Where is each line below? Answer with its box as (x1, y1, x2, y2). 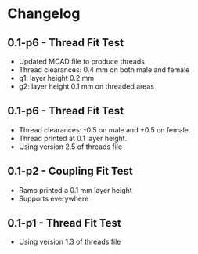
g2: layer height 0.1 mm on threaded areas (18, 82, 154, 91)
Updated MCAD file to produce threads (18, 56, 146, 66)
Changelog (7, 5, 81, 23)
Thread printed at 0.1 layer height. (18, 133, 128, 143)
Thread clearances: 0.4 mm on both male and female (18, 65, 190, 74)
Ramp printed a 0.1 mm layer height (18, 185, 132, 194)
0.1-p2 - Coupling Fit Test (7, 165, 134, 178)
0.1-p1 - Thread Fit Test (7, 216, 122, 230)
